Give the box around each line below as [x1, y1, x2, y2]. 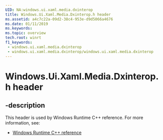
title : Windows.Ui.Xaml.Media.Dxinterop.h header [5, 12, 111, 17]
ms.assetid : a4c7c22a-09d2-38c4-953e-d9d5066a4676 [5, 16, 113, 21]
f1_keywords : [5, 40, 33, 45]
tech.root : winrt [5, 35, 42, 40]
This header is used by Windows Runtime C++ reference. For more [5, 114, 144, 120]
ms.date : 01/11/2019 [5, 21, 49, 26]
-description [5, 101, 45, 110]
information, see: [5, 119, 40, 125]
